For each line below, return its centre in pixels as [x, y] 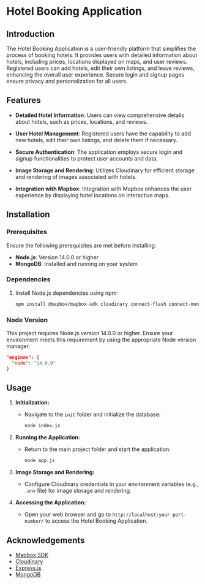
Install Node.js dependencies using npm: [66, 293]
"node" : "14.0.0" [34, 363]
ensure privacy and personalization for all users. [67, 81]
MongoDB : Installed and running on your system [76, 264]
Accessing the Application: [50, 502]
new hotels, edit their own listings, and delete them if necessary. [96, 140]
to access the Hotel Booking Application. [96, 521]
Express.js [28, 567]
